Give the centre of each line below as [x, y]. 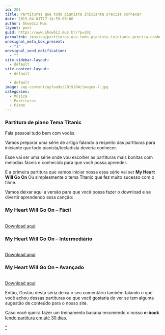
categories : [17, 91]
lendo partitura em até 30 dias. [36, 318]
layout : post [18, 28]
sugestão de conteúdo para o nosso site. [46, 303]
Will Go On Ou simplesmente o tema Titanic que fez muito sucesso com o [80, 177]
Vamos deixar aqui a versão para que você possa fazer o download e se [78, 192]
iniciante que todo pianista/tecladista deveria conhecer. [61, 148]
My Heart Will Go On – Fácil [38, 210]
